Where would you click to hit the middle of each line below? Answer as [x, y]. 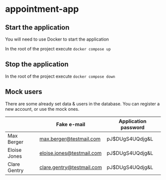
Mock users [24, 92]
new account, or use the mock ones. [42, 109]
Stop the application [37, 65]
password [133, 127]
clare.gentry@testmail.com [71, 167]
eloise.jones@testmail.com [70, 153]
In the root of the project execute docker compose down [60, 76]
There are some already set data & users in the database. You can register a [83, 104]
